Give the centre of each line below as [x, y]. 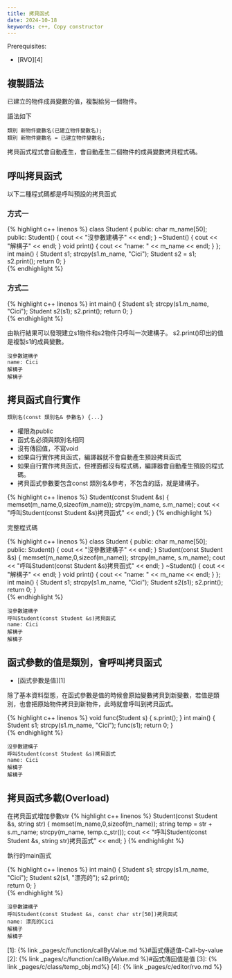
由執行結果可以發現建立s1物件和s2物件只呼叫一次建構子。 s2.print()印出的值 [115, 333]
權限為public [35, 431]
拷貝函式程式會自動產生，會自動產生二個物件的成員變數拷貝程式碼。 [104, 152]
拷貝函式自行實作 [44, 399]
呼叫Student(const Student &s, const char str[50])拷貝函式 [92, 915]
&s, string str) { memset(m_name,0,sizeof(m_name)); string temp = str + [110, 824]
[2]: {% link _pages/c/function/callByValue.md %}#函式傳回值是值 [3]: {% [112, 959]
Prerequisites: [27, 47]
